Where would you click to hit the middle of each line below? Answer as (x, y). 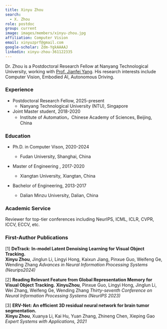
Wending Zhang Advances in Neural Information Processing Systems (76, 264)
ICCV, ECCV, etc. (22, 225)
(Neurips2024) (20, 270)
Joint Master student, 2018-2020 (46, 111)
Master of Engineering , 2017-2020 (48, 167)
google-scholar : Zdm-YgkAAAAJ (37, 47)
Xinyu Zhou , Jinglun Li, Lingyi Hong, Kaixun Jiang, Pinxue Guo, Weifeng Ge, (84, 259)
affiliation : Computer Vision (37, 38)
